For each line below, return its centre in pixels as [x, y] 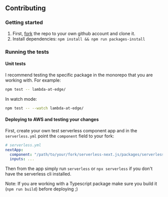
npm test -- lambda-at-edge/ [35, 89]
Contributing [25, 8]
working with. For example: [33, 80]
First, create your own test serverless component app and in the [71, 130]
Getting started [24, 23]
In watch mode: [21, 99]
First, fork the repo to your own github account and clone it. [74, 33]
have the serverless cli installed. [38, 174]
